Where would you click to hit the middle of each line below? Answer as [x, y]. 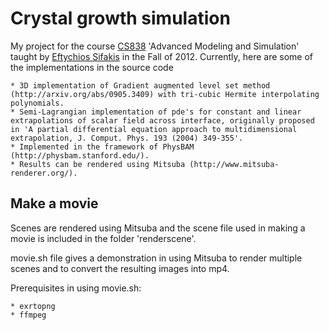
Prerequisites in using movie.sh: [76, 288]
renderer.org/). [44, 173]
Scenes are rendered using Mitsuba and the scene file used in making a [158, 228]
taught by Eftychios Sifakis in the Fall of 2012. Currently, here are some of [162, 56]
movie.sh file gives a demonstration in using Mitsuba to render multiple [156, 258]
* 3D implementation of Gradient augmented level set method [140, 85]
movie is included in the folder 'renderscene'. [103, 238]
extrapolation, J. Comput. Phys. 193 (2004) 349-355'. [127, 138]
